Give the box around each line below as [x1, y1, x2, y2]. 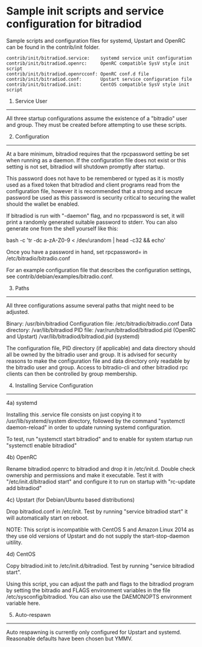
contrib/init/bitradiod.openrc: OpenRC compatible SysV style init [6, 60, 189, 66]
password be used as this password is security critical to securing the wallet [6, 194, 195, 201]
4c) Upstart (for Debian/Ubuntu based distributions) [6, 496, 135, 503]
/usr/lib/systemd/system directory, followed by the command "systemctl [6, 417, 185, 424]
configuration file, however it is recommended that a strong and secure [6, 187, 182, 194]
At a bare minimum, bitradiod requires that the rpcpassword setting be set [6, 150, 189, 158]
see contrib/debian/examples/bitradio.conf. [6, 273, 114, 280]
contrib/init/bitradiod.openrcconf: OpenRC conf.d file [6, 71, 149, 77]
